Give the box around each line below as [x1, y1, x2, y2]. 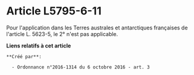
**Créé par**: [6, 53, 42, 59]
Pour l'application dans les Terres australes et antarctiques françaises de [6, 24, 189, 31]
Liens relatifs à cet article [6, 42, 71, 49]
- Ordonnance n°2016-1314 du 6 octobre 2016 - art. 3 [11, 64, 150, 70]
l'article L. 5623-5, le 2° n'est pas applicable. [6, 30, 118, 37]
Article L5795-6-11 [6, 4, 102, 18]
